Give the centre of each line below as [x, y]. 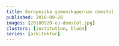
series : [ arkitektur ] [33, 34]
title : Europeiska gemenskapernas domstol [60, 12]
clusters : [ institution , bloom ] [47, 28]
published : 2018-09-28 [35, 17]
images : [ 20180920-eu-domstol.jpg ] [51, 23]
